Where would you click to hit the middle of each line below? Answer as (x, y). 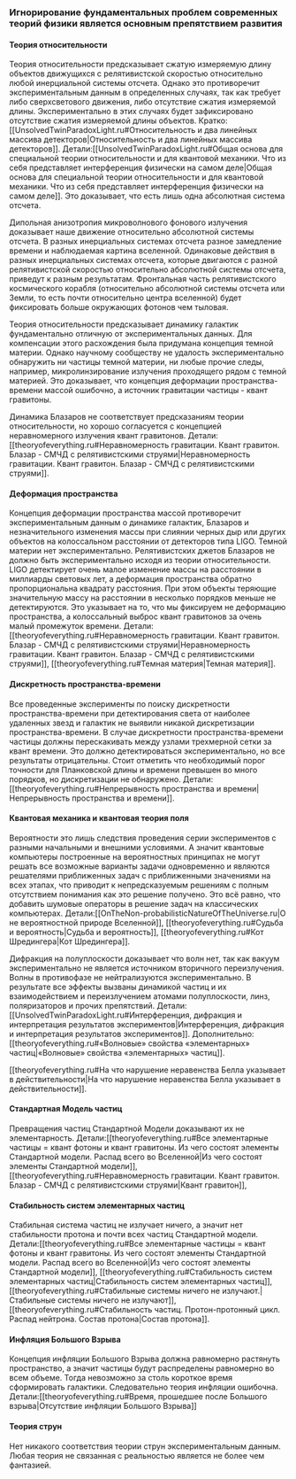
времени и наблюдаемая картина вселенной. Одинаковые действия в (142, 251)
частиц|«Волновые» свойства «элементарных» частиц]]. (117, 1052)
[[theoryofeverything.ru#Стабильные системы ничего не (115, 1291)
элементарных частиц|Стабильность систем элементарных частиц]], (141, 1282)
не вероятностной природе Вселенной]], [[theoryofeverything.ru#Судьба (147, 922)
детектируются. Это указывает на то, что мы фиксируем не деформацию (148, 608)
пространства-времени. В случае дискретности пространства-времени (146, 732)
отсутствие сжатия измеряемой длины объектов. (103, 120)
